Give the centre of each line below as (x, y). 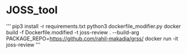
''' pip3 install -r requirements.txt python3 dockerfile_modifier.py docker (93, 26)
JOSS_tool (32, 10)
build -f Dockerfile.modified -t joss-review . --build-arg (73, 32)
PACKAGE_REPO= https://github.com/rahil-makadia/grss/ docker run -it (92, 38)
